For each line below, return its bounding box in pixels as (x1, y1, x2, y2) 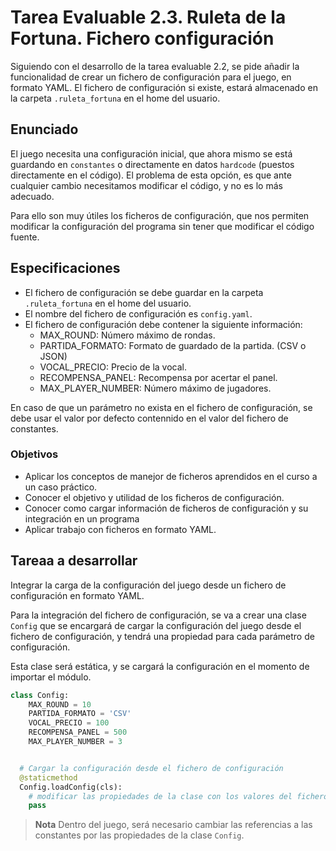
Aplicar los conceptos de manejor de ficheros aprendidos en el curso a (24, 470, 318, 482)
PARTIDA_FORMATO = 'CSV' (28, 709, 132, 719)
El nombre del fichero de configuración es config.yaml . (24, 307, 253, 320)
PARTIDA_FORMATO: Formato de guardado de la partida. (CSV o (39, 339, 307, 351)
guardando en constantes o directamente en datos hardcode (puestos (10, 158, 295, 170)
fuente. (10, 231, 40, 243)
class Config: (10, 690, 70, 700)
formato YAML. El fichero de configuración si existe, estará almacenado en (10, 81, 318, 93)
